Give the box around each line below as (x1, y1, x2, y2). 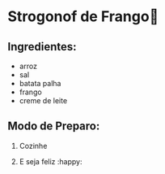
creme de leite (19, 96, 68, 105)
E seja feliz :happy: (19, 156, 82, 166)
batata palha (19, 79, 61, 88)
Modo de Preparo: (7, 120, 100, 133)
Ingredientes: (7, 40, 78, 54)
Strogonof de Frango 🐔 (7, 7, 159, 26)
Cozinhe (19, 141, 48, 150)
